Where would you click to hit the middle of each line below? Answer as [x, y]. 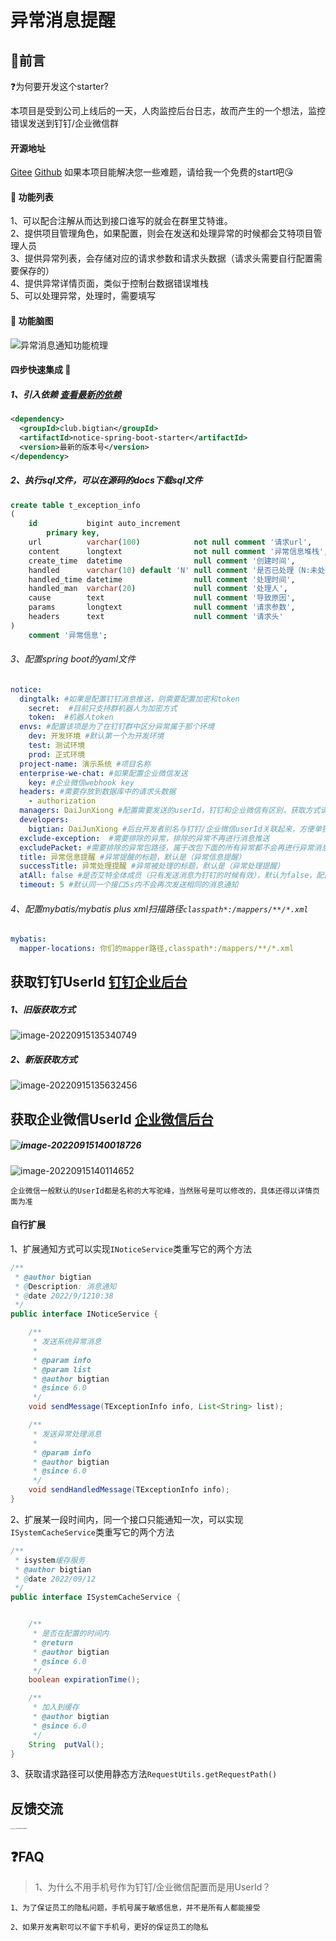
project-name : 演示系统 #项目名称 [85, 764]
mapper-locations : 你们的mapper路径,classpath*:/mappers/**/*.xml [157, 949]
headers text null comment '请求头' [156, 617]
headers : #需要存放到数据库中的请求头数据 [98, 792]
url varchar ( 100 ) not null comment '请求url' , [170, 542]
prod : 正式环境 [57, 754]
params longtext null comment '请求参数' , [162, 607]
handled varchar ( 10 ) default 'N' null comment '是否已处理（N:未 [173, 570]
